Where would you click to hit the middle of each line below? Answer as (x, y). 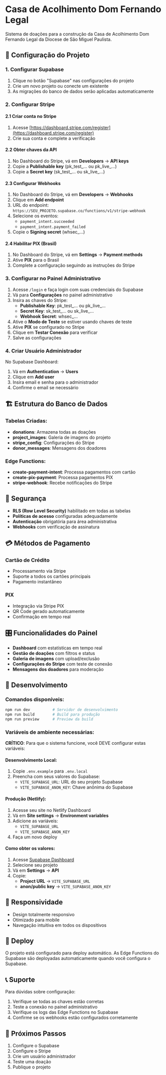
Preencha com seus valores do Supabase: (56, 777)
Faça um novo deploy (35, 837)
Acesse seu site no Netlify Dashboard (52, 810)
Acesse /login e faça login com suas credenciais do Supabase (78, 289)
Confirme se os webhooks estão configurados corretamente (75, 1018)
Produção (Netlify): (26, 799)
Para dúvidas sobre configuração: (40, 992)
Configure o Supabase (36, 1046)
